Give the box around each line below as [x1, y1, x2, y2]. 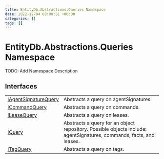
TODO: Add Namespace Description [5, 68, 78, 74]
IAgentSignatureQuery [7, 96, 59, 103]
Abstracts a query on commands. [63, 104, 140, 110]
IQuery [7, 129, 23, 135]
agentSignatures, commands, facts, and [63, 132, 155, 139]
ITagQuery [7, 146, 32, 152]
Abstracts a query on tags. [63, 146, 124, 152]
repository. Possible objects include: [63, 126, 147, 132]
